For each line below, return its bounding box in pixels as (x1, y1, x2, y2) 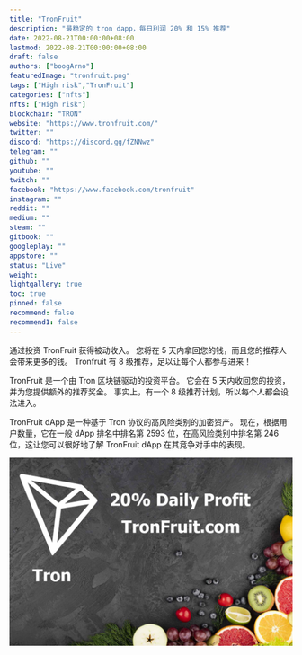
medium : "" (9, 214, 50, 223)
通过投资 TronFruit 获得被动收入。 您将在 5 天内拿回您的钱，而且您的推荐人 (9, 344, 288, 355)
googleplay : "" (9, 242, 67, 251)
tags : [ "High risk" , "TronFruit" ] (9, 81, 135, 90)
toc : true (9, 289, 47, 298)
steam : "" (9, 223, 47, 233)
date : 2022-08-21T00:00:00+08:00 (9, 33, 135, 42)
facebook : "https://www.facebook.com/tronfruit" (9, 185, 195, 194)
